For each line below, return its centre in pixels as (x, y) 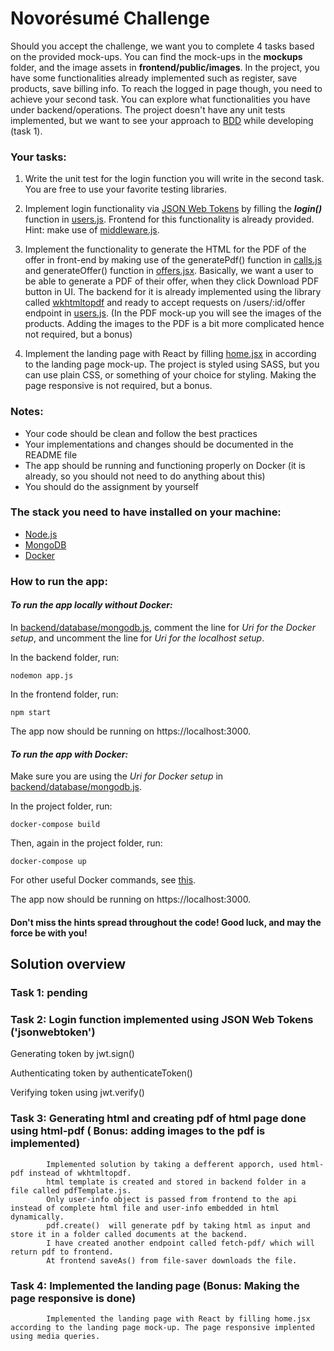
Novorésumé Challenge (110, 18)
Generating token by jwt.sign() (72, 1054)
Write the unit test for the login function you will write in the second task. (174, 179)
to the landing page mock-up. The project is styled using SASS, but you (172, 364)
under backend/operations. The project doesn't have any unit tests (148, 109)
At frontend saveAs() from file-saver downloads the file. (172, 1260)
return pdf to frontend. (62, 1252)
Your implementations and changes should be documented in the (159, 444)
